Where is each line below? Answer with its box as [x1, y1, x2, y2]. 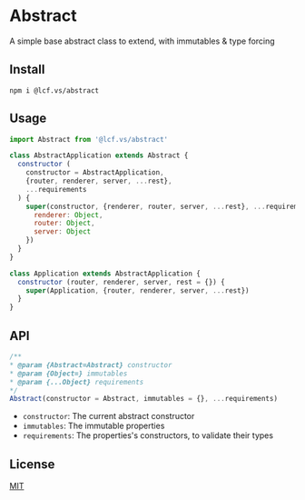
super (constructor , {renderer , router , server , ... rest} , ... [25, 202, 266, 211]
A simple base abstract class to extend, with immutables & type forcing [9, 35, 275, 46]
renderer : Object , [33, 210, 103, 219]
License [9, 456, 55, 472]
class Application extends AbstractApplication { [9, 269, 202, 278]
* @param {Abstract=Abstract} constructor [9, 360, 172, 369]
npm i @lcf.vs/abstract [9, 85, 100, 95]
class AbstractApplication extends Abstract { [9, 151, 189, 160]
